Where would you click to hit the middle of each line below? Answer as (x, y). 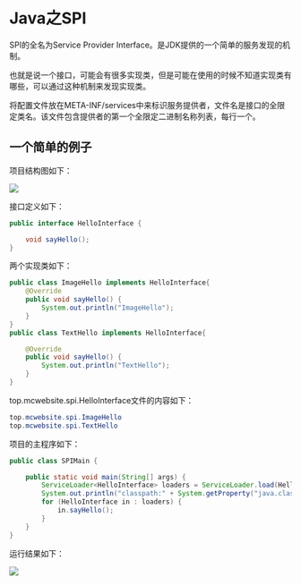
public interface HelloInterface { (76, 223)
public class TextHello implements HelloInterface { (107, 333)
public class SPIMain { (54, 461)
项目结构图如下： (41, 170)
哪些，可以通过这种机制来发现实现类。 (80, 86)
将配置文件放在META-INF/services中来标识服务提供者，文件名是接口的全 (143, 105)
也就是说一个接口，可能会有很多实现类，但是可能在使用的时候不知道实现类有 (150, 75)
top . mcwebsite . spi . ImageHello (66, 417)
